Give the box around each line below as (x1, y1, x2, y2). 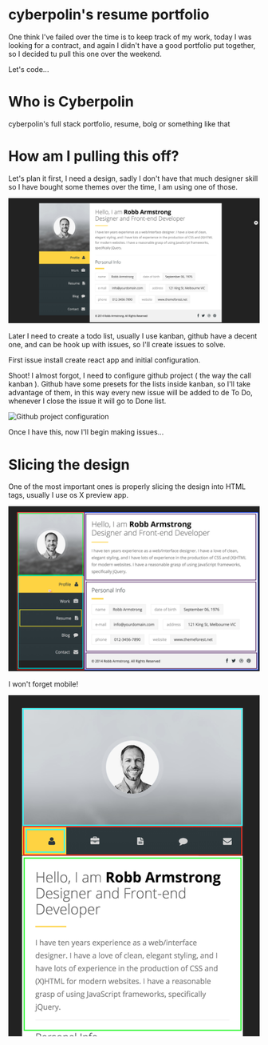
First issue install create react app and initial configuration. (8, 355, 201, 365)
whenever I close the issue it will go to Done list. (8, 396, 167, 406)
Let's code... (8, 64, 49, 74)
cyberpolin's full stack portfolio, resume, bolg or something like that (8, 118, 231, 129)
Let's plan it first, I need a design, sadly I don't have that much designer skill (8, 174, 258, 183)
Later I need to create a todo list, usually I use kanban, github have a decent (8, 331, 258, 341)
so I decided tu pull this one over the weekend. (8, 49, 162, 58)
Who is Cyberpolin (8, 93, 134, 111)
